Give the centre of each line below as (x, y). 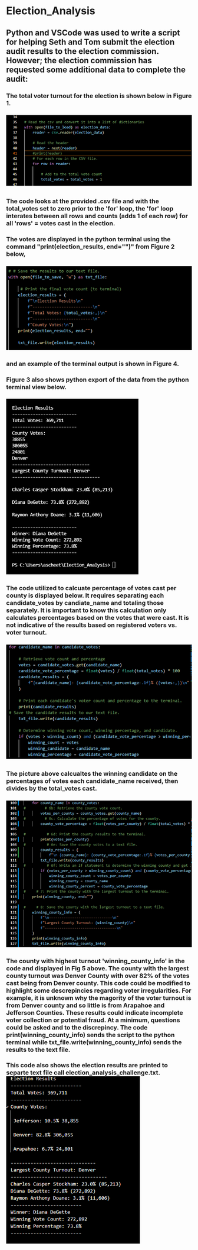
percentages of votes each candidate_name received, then (92, 781)
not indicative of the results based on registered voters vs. (92, 625)
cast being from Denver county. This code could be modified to (98, 983)
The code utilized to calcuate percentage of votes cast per (91, 588)
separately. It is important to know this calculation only (86, 610)
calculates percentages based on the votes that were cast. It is (98, 618)
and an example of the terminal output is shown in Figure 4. (93, 364)
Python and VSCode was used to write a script (93, 33)
